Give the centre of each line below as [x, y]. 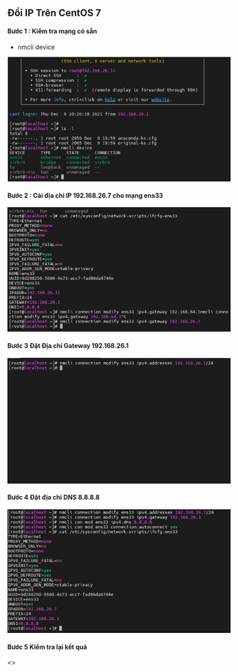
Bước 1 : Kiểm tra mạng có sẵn [52, 31]
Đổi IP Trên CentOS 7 [54, 13]
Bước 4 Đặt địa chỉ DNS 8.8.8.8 [54, 498]
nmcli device [36, 47]
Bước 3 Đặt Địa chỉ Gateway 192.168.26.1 [68, 346]
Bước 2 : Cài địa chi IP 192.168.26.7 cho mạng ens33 [85, 195]
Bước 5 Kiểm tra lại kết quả [47, 646]
